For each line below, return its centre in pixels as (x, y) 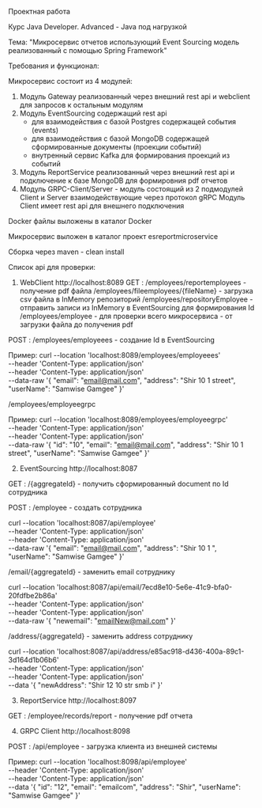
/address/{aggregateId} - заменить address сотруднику (101, 636)
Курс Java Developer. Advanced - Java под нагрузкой (97, 27)
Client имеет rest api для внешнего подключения (102, 206)
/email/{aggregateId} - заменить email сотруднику (92, 572)
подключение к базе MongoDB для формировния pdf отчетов (124, 180)
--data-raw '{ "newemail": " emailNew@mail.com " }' (92, 621)
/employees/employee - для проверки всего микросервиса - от (126, 316)
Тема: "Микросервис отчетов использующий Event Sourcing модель (124, 42)
